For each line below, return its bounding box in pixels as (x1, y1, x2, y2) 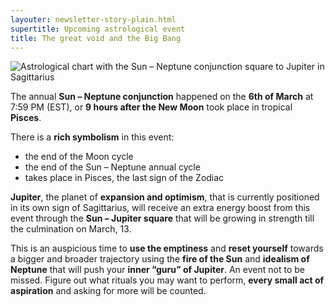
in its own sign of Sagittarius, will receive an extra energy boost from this (10, 202, 311, 214)
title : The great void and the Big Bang (10, 33, 182, 43)
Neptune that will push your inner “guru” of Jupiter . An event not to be (10, 264, 305, 276)
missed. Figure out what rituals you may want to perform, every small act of (10, 274, 325, 286)
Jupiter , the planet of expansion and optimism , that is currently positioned (10, 191, 320, 203)
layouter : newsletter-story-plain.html (10, 14, 177, 25)
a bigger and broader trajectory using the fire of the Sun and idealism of (10, 253, 310, 265)
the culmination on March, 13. (10, 223, 132, 235)
